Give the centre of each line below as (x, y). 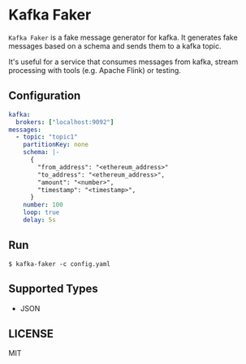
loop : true (41, 212)
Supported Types (54, 289)
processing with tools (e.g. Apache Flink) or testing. (95, 70)
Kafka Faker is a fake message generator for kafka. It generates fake (123, 37)
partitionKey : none (56, 145)
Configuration (45, 96)
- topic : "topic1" (47, 137)
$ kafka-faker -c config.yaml (60, 264)
